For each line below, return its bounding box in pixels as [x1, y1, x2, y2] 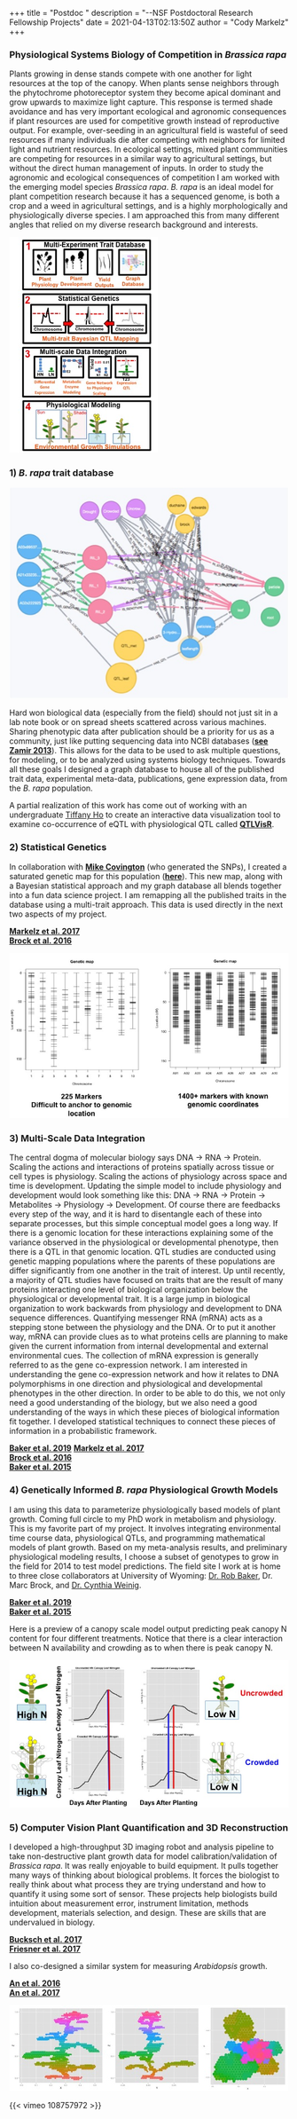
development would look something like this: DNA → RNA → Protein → [9, 1190, 266, 1201]
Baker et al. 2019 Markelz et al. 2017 [9, 1443, 145, 1453]
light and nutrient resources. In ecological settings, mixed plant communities [9, 144, 288, 154]
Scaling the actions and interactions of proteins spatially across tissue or [9, 1162, 275, 1172]
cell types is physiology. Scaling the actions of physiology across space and [9, 1171, 288, 1182]
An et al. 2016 [9, 1978, 61, 1989]
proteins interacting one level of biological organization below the [9, 1284, 248, 1295]
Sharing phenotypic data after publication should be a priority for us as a [9, 727, 275, 737]
